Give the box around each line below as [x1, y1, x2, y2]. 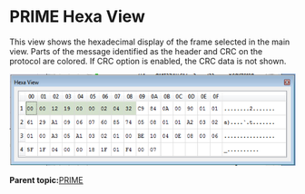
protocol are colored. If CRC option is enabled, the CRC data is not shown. [9, 55, 287, 66]
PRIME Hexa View [9, 6, 145, 27]
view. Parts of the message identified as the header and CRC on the [9, 45, 263, 56]
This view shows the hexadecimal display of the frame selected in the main [9, 36, 290, 47]
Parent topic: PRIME [9, 174, 84, 185]
